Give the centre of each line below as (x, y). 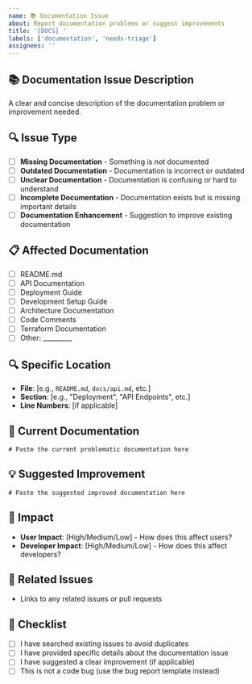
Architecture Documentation (67, 311)
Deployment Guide (51, 292)
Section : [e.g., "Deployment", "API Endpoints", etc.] (105, 397)
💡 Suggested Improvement (77, 474)
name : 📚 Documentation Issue (58, 16)
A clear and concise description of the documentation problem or (117, 103)
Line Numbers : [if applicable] (69, 405)
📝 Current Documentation (74, 431)
